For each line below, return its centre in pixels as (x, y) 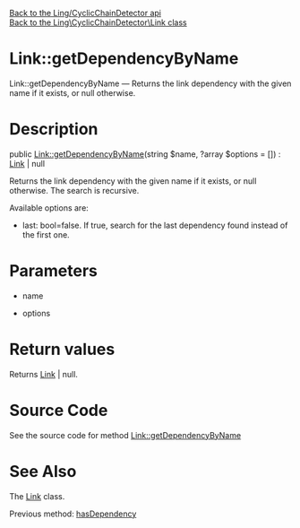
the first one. (46, 234)
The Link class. (37, 496)
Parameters (54, 271)
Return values (62, 350)
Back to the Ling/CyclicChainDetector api (85, 13)
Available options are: (49, 208)
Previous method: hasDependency (73, 514)
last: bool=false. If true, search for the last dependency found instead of (155, 225)
